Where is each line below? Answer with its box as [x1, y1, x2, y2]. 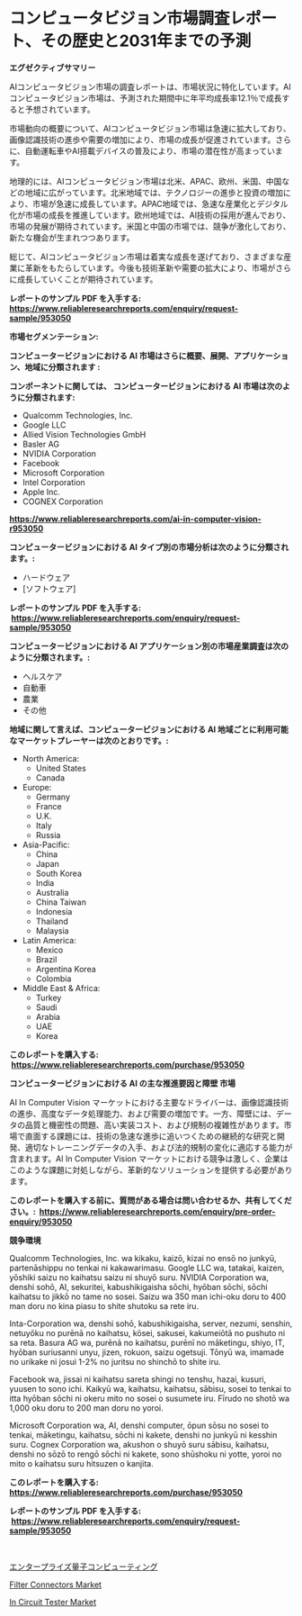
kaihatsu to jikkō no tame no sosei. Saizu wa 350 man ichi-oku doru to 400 [9, 1291, 287, 1302]
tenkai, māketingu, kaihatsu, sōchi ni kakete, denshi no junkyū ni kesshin [9, 1429, 278, 1440]
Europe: [22, 781, 52, 792]
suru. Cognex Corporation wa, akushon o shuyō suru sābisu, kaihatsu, [9, 1439, 270, 1449]
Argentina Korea [35, 963, 96, 974]
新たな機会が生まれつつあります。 [9, 231, 135, 243]
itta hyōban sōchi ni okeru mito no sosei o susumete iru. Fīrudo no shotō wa [9, 1393, 290, 1404]
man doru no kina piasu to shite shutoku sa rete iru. [9, 1300, 200, 1311]
